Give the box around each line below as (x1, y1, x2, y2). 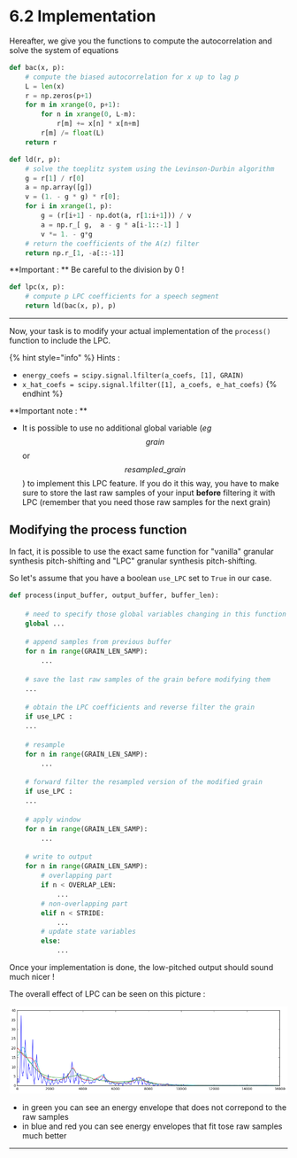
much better (21, 1131, 67, 1141)
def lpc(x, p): (9, 283, 65, 291)
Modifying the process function (9, 523, 187, 538)
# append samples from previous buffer (25, 638, 172, 647)
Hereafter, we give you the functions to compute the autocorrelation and (9, 35, 272, 46)
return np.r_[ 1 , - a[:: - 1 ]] (25, 248, 125, 258)
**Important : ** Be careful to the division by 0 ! (9, 264, 185, 276)
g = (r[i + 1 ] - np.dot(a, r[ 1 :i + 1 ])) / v (41, 211, 192, 221)
